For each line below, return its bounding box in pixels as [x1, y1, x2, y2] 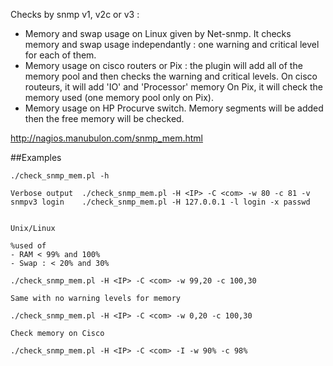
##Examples [10, 152, 62, 163]
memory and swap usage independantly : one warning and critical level [24, 39, 320, 50]
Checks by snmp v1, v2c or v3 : [10, 9, 140, 20]
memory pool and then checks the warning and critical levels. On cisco [24, 70, 318, 82]
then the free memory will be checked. [24, 113, 185, 124]
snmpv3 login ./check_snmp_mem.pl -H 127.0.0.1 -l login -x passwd [10, 197, 311, 207]
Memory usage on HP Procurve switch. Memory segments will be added [24, 102, 324, 114]
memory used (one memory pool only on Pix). [24, 92, 214, 103]
